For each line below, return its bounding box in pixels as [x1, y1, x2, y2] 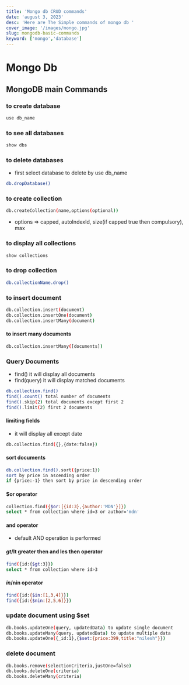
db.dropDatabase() [6, 181, 51, 187]
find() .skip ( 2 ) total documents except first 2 [6, 399, 124, 405]
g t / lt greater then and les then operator [6, 548, 103, 555]
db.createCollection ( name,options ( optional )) [6, 208, 118, 214]
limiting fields [6, 417, 40, 424]
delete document [6, 649, 55, 657]
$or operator [6, 490, 38, 498]
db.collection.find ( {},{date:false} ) [6, 441, 98, 447]
